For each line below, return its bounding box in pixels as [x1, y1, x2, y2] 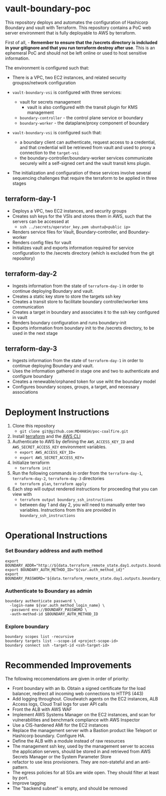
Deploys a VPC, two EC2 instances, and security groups [12, 208, 127, 213]
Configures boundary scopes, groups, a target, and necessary [12, 384, 139, 390]
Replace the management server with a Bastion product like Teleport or [12, 728, 158, 734]
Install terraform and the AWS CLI [12, 433, 81, 439]
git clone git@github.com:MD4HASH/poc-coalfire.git [19, 429, 128, 434]
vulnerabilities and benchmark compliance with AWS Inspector [12, 717, 140, 723]
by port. [12, 775, 29, 781]
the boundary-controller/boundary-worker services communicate [19, 155, 153, 161]
